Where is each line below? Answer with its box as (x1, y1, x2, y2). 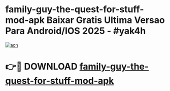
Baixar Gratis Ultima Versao (46, 14, 165, 26)
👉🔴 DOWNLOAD (5, 61, 78, 72)
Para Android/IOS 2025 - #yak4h (5, 25, 146, 37)
